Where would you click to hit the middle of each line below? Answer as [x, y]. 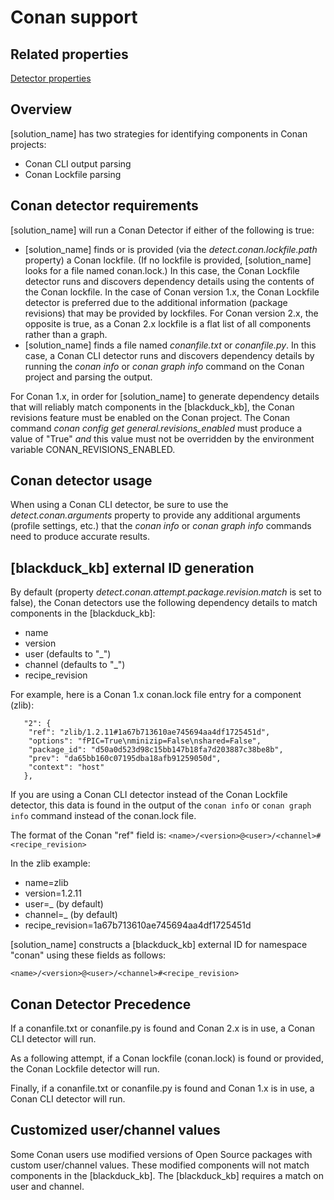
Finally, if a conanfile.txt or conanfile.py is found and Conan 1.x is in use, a [162, 1088]
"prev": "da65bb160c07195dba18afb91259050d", [125, 759]
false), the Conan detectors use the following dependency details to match [164, 603]
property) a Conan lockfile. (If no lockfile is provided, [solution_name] [168, 260]
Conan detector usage [81, 481]
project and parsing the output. [88, 377]
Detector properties [51, 78]
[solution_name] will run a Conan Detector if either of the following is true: [162, 230]
